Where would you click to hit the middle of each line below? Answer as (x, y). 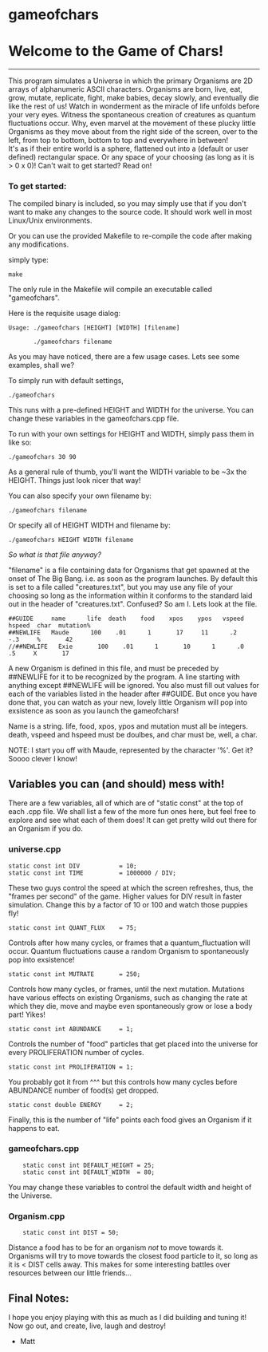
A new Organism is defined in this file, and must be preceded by (114, 669)
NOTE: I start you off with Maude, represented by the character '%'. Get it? (131, 750)
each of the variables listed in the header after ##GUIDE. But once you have (133, 694)
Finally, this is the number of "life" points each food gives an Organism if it (130, 1120)
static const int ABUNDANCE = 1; (71, 1029)
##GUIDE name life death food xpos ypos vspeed (126, 619)
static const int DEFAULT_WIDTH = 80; (89, 1172)
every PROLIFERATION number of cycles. (76, 1052)
